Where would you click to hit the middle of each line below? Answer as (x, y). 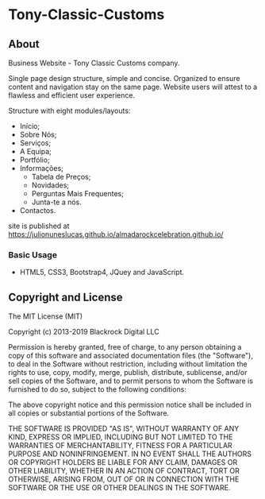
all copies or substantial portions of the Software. (88, 413)
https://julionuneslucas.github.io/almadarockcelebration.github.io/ (116, 234)
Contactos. (38, 211)
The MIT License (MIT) (46, 316)
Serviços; (35, 143)
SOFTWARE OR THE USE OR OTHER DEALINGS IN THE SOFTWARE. (119, 488)
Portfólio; (35, 160)
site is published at (39, 226)
